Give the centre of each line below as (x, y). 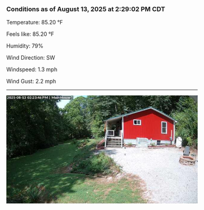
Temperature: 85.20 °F (35, 23)
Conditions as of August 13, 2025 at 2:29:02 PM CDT (86, 9)
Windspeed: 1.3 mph (32, 69)
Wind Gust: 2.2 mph (31, 82)
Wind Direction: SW (31, 58)
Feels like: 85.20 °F (30, 34)
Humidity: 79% (25, 46)
